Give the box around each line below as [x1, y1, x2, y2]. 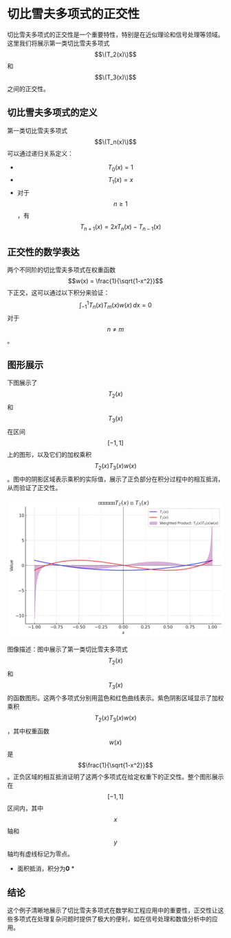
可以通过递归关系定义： [7, 149, 74, 157]
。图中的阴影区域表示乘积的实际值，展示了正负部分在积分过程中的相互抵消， [7, 475, 224, 483]
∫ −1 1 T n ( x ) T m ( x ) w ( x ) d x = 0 [78, 299, 153, 311]
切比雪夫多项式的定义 [7, 107, 98, 119]
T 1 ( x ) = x [107, 175, 133, 185]
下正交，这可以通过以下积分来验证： [7, 288, 110, 296]
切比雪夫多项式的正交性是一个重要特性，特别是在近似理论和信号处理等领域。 [7, 30, 224, 39]
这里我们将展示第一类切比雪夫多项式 [7, 39, 110, 47]
